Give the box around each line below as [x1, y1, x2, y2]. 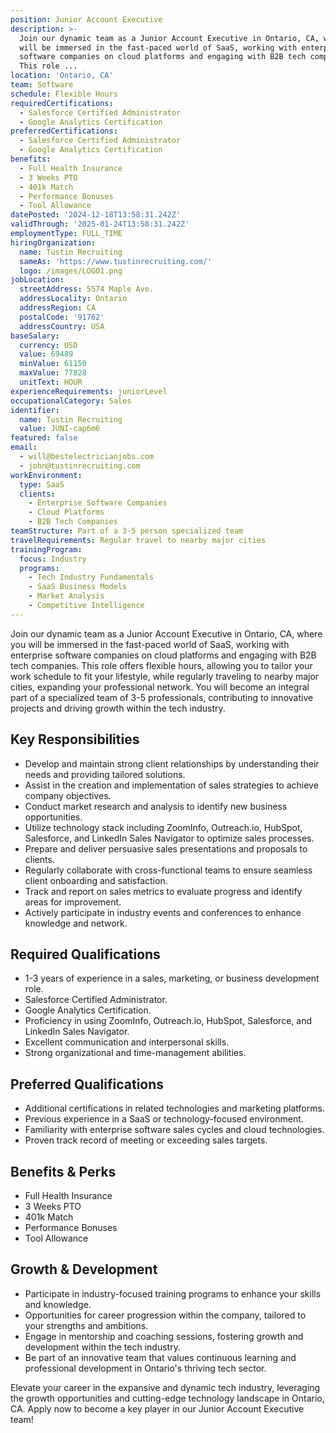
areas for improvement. [24, 896, 122, 908]
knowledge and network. [24, 917, 128, 929]
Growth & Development [10, 1261, 158, 1278]
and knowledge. [24, 1298, 92, 1310]
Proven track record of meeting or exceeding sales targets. [24, 1134, 268, 1146]
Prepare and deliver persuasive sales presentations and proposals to [24, 842, 308, 855]
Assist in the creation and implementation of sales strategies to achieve [24, 779, 319, 791]
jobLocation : [10, 275, 65, 285]
